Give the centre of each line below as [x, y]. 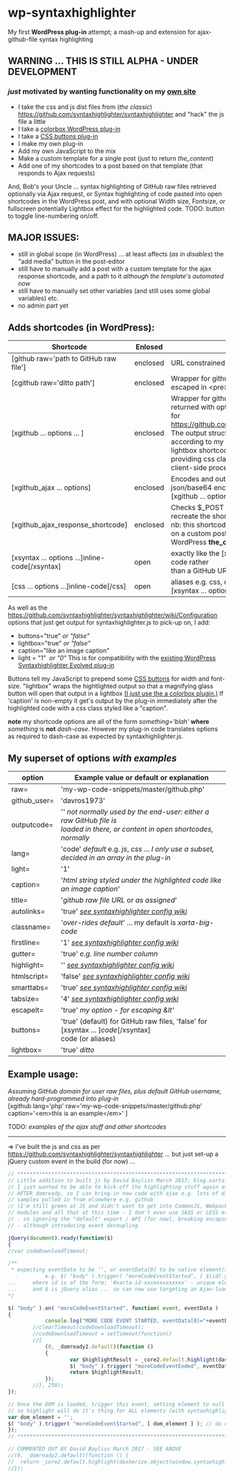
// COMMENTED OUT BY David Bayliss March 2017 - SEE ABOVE [95, 1449]
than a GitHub [194, 571]
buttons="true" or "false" [54, 636]
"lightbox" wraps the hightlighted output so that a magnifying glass [118, 686]
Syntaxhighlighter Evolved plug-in [66, 666]
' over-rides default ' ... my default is [118, 923]
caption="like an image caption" [64, 651]
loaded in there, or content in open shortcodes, [137, 829]
